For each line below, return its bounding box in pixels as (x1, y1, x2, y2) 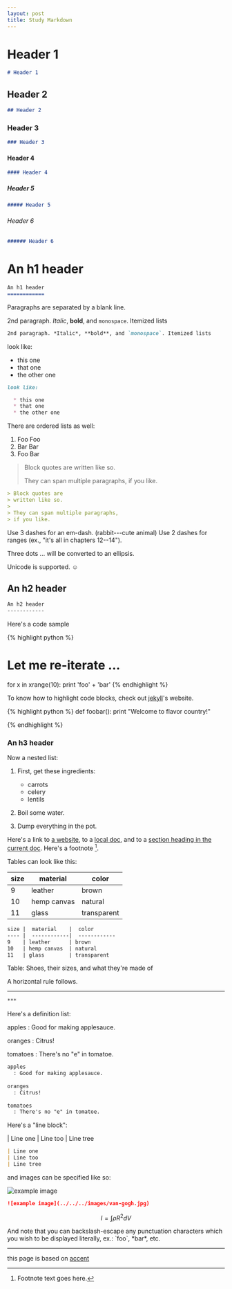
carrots (27, 780, 48, 789)
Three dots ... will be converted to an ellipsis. (7, 549, 135, 557)
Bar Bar (17, 442, 39, 451)
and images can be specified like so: (7, 1173, 111, 1181)
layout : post (7, 10, 45, 17)
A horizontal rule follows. (7, 977, 78, 986)
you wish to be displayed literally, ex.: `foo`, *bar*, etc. (7, 1234, 161, 1243)
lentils (27, 795, 45, 804)
